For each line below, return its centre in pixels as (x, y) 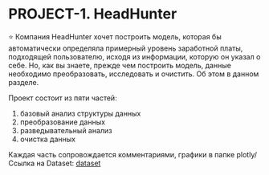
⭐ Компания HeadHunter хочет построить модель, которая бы (115, 36)
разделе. (24, 82)
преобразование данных (63, 122)
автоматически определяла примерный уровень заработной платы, (126, 48)
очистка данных (48, 139)
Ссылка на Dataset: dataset (55, 163)
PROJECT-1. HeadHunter (93, 14)
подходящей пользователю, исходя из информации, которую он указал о (134, 56)
